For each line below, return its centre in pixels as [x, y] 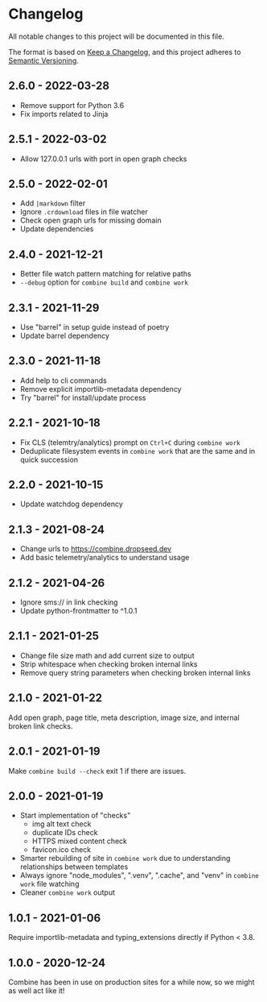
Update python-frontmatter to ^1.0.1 [78, 611]
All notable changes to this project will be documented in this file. [117, 36]
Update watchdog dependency [71, 504]
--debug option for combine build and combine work [104, 282]
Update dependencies [57, 229]
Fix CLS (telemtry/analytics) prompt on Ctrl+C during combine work [130, 442]
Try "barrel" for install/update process [83, 397]
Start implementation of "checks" [75, 816]
